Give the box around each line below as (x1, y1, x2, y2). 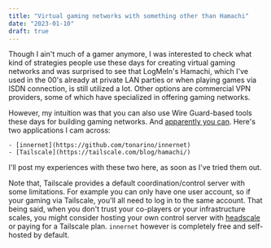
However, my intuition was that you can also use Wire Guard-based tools (8, 108, 252, 118)
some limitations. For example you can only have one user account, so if (8, 187, 251, 197)
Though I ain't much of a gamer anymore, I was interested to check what (8, 50, 252, 59)
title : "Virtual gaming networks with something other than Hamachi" (8, 11, 250, 20)
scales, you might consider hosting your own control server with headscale (8, 213, 260, 223)
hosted (8, 230, 33, 240)
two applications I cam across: (8, 125, 111, 135)
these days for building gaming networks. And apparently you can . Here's (8, 117, 256, 127)
